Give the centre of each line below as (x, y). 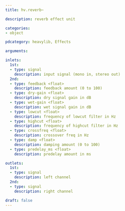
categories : (18, 28)
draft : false (19, 200)
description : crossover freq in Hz (52, 135)
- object (14, 33)
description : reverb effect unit (40, 19)
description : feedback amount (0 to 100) (58, 88)
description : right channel (44, 191)
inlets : (13, 60)
